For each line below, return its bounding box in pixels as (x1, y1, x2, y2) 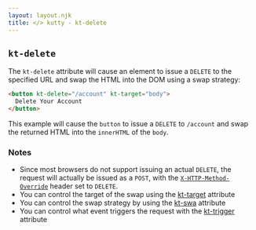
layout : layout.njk (8, 11, 72, 20)
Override (19, 183, 49, 191)
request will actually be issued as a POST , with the (19, 173, 179, 183)
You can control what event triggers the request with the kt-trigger (19, 206, 236, 216)
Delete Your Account (15, 97, 82, 106)
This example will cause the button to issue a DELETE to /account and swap (8, 119, 249, 128)
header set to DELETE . (49, 181, 119, 191)
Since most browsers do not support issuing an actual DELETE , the (19, 165, 232, 174)
